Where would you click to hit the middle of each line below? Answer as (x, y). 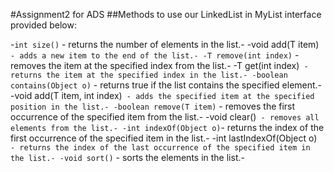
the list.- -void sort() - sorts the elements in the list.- (127, 157)
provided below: (43, 25)
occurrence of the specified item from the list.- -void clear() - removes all (165, 117)
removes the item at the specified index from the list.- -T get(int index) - (159, 65)
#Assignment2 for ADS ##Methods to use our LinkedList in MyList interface (166, 14)
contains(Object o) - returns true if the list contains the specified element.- (166, 85)
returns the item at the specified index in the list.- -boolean (149, 75)
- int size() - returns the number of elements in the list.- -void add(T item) (165, 44)
